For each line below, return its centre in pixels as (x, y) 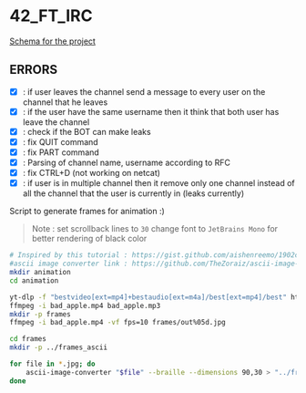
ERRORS (34, 70)
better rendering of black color (89, 239)
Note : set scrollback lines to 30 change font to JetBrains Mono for (155, 229)
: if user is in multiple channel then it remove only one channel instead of (158, 183)
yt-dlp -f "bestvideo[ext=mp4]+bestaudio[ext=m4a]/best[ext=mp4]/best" (148, 297)
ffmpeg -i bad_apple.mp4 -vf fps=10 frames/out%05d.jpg (117, 323)
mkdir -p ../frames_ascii (58, 347)
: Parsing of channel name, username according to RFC (126, 163)
